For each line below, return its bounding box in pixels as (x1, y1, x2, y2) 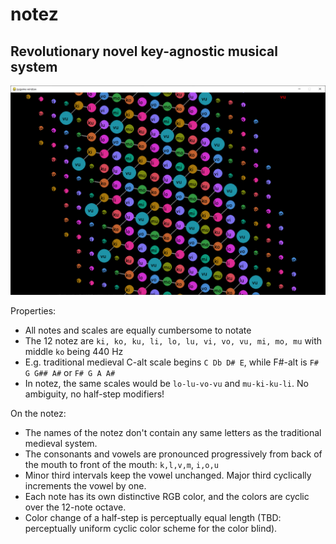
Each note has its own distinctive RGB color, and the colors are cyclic (24, 490, 310, 502)
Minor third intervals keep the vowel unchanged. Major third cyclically (24, 469, 312, 481)
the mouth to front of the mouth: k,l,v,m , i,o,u (24, 458, 219, 470)
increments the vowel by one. (24, 479, 147, 492)
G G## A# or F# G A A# (24, 366, 116, 378)
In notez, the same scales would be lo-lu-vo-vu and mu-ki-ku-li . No (24, 377, 309, 389)
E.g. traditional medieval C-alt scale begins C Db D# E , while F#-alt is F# (24, 356, 320, 368)
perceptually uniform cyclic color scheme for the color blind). (24, 522, 278, 534)
